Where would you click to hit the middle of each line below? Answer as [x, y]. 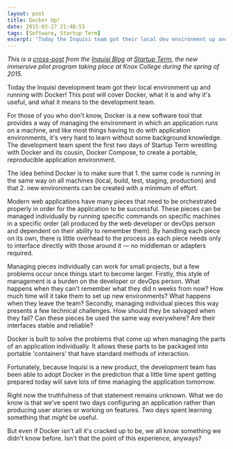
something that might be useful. [53, 418]
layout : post [26, 14]
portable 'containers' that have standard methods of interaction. [98, 354]
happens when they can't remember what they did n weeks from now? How [115, 289]
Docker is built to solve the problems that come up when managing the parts [116, 339]
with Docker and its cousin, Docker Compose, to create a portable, [102, 153]
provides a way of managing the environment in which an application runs [113, 123]
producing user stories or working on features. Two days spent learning [110, 410]
